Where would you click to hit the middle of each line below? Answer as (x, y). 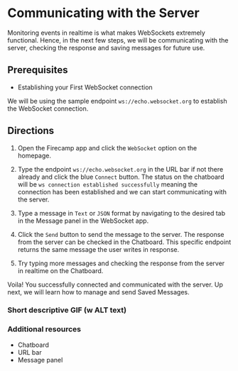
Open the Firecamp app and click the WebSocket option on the (107, 148)
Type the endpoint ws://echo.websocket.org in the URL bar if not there (120, 169)
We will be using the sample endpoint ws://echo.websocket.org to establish (117, 101)
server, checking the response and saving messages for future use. (106, 48)
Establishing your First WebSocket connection (85, 87)
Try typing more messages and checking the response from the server (121, 263)
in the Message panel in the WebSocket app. (83, 221)
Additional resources (44, 329)
